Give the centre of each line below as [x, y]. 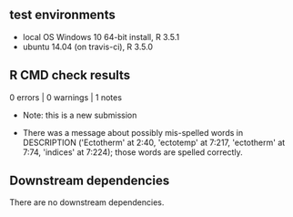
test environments [62, 15]
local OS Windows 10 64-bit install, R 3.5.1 [101, 36]
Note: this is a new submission [80, 115]
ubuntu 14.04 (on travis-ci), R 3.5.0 [87, 46]
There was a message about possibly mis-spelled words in [133, 132]
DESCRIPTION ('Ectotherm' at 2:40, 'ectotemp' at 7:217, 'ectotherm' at [154, 142]
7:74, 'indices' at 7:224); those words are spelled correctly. [132, 152]
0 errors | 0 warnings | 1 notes [66, 97]
